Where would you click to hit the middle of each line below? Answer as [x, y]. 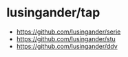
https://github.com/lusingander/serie [68, 32]
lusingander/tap [53, 13]
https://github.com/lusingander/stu [66, 38]
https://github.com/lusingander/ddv [67, 46]
